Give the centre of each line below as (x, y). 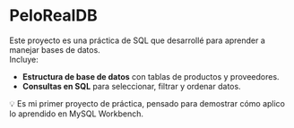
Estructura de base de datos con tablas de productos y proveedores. (151, 76)
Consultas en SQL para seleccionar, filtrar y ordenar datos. (131, 86)
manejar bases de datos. (55, 49)
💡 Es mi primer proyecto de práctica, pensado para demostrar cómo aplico (147, 103)
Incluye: (24, 59)
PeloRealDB (53, 16)
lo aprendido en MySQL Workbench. (76, 114)
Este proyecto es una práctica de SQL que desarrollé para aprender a (138, 40)
